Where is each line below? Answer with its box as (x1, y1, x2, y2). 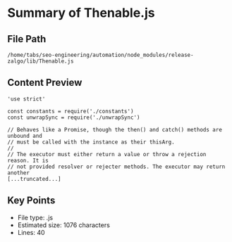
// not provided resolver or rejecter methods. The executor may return (7, 163, 226, 170)
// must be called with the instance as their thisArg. (7, 139, 175, 146)
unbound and (7, 132, 42, 139)
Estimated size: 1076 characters (17, 220, 111, 229)
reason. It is (7, 157, 49, 164)
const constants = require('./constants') (7, 108, 134, 115)
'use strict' (7, 95, 46, 103)
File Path (7, 33, 47, 45)
